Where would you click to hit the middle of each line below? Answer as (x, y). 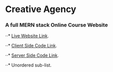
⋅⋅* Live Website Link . (27, 36)
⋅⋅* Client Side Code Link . (31, 46)
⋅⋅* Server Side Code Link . (32, 55)
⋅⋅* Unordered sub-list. (28, 65)
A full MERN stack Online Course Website (57, 25)
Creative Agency (41, 9)
